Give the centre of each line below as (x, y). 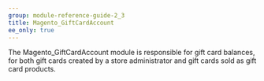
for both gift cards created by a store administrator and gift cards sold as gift (132, 61)
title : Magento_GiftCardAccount (61, 23)
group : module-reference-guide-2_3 (67, 15)
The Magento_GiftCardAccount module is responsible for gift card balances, (132, 53)
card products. (32, 69)
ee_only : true (32, 30)
